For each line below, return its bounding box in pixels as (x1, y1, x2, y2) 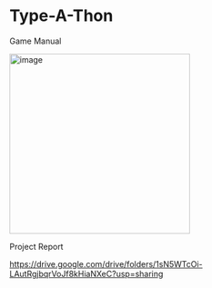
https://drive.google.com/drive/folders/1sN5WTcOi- (9, 258, 203, 269)
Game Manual (9, 35, 62, 46)
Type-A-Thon (9, 5, 114, 26)
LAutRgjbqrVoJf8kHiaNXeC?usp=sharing (9, 268, 164, 279)
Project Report (9, 241, 64, 252)
